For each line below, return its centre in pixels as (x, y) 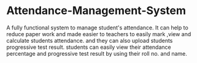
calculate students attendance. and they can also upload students (90, 40)
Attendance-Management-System (96, 11)
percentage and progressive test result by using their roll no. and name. (97, 53)
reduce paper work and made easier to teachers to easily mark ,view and (99, 34)
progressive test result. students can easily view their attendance (89, 47)
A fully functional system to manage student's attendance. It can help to (97, 28)
